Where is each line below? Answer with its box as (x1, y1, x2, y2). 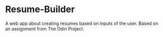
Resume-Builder (5, 4, 75, 15)
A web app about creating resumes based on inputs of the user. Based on (5, 20, 158, 26)
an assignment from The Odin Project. (5, 25, 84, 31)
